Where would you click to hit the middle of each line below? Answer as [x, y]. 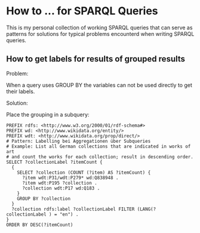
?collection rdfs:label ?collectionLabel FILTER [73, 209]
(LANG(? [147, 209]
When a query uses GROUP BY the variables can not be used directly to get [99, 85]
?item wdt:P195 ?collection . [59, 183]
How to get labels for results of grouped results [96, 59]
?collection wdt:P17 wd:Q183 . [61, 188]
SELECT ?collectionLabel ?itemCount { [54, 162]
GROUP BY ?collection [44, 198]
